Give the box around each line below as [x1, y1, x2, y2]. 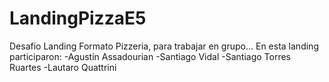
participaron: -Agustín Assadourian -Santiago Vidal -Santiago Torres [9, 50, 291, 62]
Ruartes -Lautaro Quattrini [9, 61, 117, 73]
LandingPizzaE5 [9, 7, 147, 30]
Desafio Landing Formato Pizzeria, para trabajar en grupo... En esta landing [9, 40, 319, 52]
